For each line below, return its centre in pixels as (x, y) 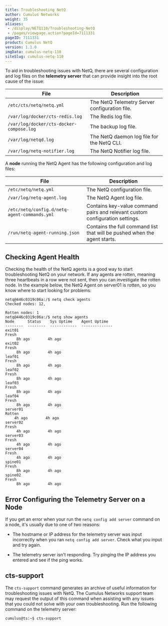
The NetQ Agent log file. (115, 198)
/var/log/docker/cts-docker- (42, 124)
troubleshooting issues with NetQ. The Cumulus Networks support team (79, 593)
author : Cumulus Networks (32, 15)
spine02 (13, 475)
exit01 (12, 331)
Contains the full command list (122, 227)
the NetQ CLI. (106, 143)
